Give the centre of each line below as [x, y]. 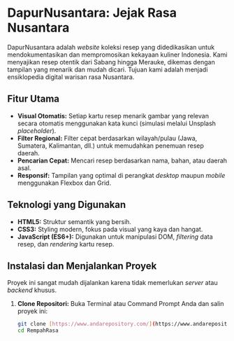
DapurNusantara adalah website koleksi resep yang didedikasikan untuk [111, 47]
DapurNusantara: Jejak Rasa [92, 13]
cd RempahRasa [38, 330]
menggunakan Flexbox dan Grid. [64, 183]
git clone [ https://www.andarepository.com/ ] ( [86, 324]
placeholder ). [37, 130]
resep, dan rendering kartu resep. [66, 244]
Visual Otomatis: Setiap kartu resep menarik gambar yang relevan [113, 116]
